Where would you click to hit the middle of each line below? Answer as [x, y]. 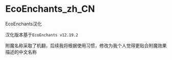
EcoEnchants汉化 [24, 24]
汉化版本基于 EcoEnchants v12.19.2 [42, 34]
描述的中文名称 [21, 52]
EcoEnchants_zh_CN [50, 9]
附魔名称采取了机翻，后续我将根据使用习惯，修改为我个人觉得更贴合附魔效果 [86, 45]
